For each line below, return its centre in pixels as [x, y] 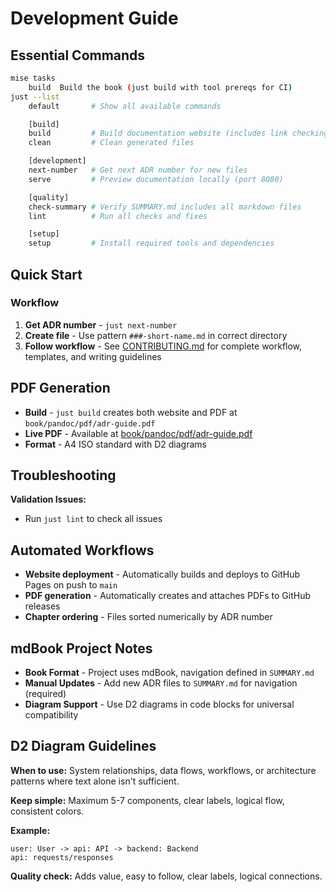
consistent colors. [47, 811]
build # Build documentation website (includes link [158, 133]
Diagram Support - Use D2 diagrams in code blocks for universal [159, 704]
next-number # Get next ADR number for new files [138, 170]
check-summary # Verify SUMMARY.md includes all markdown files [165, 207]
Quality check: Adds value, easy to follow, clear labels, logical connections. [166, 876]
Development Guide [94, 18]
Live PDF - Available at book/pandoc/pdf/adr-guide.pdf [138, 433]
